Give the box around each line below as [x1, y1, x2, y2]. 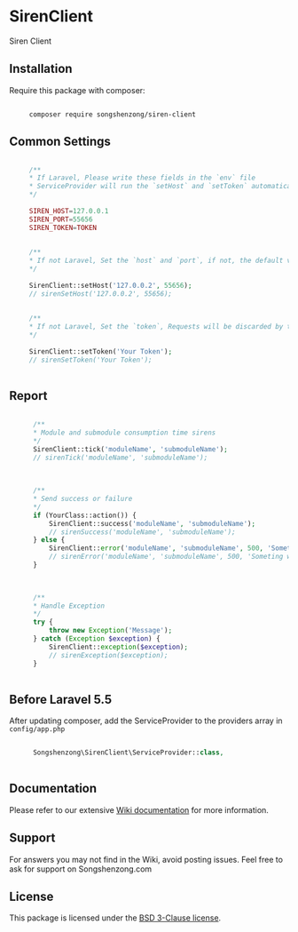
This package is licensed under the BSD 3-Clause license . [9, 912, 222, 923]
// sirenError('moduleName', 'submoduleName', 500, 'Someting [48, 553, 284, 562]
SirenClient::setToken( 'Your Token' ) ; [28, 347, 173, 356]
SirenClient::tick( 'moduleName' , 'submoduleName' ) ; [32, 444, 228, 454]
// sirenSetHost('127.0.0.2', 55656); [28, 289, 173, 299]
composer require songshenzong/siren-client [28, 109, 197, 119]
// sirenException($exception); [48, 650, 169, 659]
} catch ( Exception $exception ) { [32, 634, 161, 643]
